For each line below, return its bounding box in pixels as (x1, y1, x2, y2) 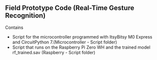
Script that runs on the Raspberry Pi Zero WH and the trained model (12, 44, 151, 50)
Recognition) (5, 12, 46, 20)
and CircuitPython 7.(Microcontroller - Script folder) (12, 39, 118, 45)
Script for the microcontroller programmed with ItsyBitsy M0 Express (12, 34, 153, 40)
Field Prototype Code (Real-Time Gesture (5, 4, 134, 12)
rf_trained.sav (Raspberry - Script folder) (12, 49, 95, 55)
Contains (5, 24, 24, 30)
